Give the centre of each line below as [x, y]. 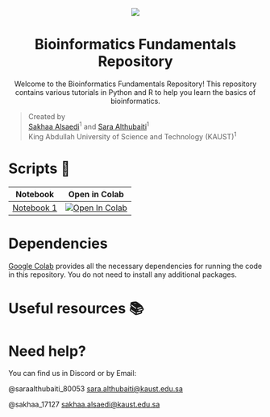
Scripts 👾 [39, 169]
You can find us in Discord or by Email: [73, 374]
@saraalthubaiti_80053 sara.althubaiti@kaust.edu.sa [96, 389]
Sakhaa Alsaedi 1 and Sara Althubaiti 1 [89, 126]
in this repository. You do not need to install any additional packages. [123, 275]
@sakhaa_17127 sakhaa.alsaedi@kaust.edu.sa [84, 405]
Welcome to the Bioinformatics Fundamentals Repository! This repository [135, 84]
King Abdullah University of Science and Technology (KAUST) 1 [132, 135]
